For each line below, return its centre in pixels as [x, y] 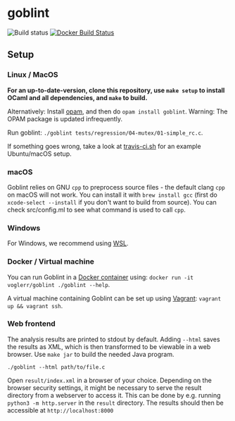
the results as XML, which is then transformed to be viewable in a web [109, 346]
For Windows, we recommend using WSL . [68, 243]
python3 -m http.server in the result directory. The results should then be [115, 403]
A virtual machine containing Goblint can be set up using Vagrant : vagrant [114, 298]
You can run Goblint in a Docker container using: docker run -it [100, 277]
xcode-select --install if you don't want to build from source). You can [112, 202]
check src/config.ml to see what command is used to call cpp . [97, 209]
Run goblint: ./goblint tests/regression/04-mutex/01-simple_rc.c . [105, 133]
